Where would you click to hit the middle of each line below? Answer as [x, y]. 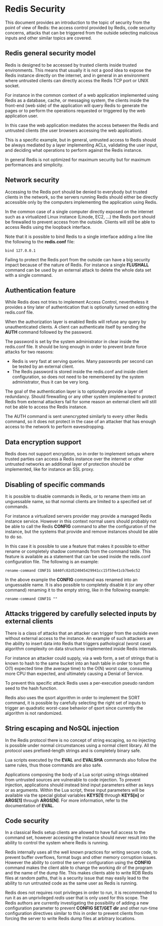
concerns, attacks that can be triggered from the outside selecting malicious [82, 33]
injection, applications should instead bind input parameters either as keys [80, 785]
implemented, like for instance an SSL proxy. [50, 469]
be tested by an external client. [43, 366]
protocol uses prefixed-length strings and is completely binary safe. [73, 750]
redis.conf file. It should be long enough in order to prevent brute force [76, 347]
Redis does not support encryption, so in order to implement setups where [80, 454]
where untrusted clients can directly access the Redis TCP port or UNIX [77, 80]
